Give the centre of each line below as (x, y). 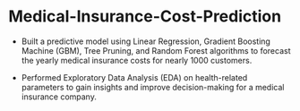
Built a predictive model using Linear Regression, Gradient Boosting (146, 41)
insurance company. (59, 97)
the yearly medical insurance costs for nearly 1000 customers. (137, 60)
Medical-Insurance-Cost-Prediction (145, 17)
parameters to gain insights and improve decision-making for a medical (153, 87)
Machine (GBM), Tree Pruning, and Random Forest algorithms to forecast (156, 50)
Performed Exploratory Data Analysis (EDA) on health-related (134, 77)
